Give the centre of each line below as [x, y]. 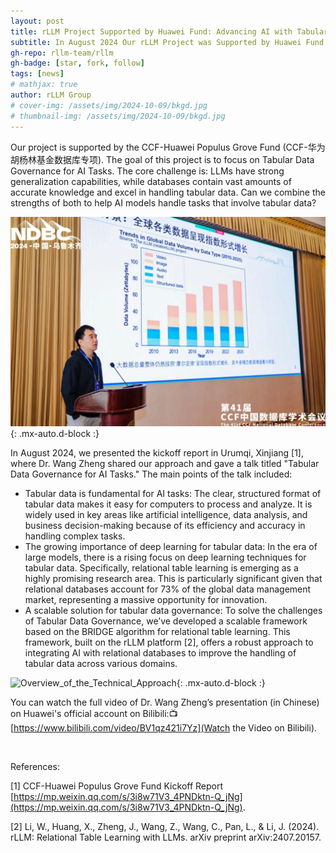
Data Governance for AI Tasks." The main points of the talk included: [151, 474]
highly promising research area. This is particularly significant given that [173, 579]
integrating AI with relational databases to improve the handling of [160, 653]
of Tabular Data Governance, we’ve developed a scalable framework [166, 621]
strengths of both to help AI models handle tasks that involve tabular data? [163, 202]
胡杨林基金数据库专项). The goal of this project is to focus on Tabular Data [162, 159]
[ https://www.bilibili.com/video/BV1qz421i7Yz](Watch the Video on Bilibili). [164, 728]
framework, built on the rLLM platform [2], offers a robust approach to [169, 642]
